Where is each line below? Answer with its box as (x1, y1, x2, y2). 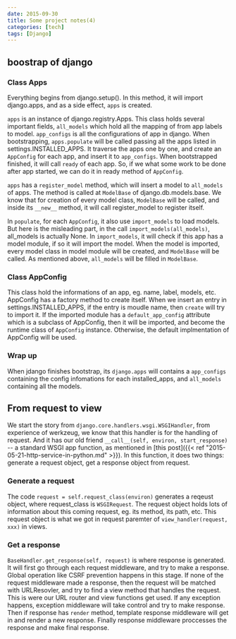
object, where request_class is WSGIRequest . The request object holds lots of (7, 499, 228, 508)
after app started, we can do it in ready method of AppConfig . (7, 167, 184, 175)
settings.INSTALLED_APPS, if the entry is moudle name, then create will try (7, 303, 225, 311)
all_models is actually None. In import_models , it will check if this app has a (7, 232, 223, 240)
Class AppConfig (7, 272, 67, 282)
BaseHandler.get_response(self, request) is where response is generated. (7, 556, 225, 564)
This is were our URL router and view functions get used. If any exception (7, 593, 221, 602)
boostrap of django (7, 56, 93, 68)
